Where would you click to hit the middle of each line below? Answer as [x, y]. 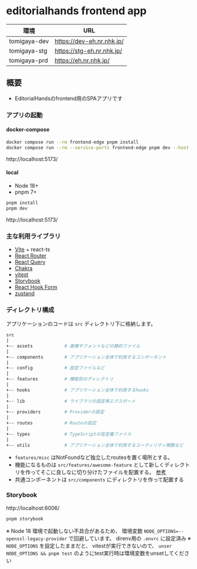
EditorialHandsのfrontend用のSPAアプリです [69, 98]
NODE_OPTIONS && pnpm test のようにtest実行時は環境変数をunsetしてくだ [95, 553]
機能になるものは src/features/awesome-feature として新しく [89, 464]
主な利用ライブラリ [33, 236]
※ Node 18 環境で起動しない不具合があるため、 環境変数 [75, 531]
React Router [30, 255]
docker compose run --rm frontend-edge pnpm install [72, 142]
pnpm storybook [25, 519]
